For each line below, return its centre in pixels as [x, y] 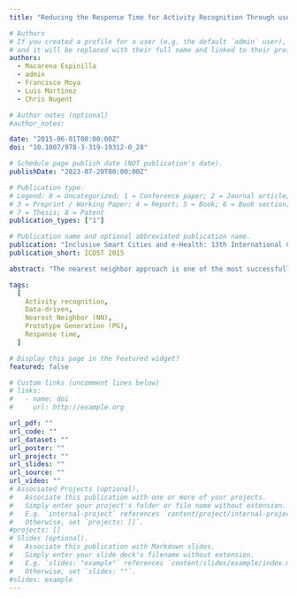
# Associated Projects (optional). [75, 489]
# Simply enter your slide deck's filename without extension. [132, 555]
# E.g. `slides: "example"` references [87, 563]
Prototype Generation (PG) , [76, 326]
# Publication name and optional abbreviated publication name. [130, 237]
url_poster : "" [37, 448]
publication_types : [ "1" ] [57, 221]
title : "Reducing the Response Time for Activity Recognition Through [142, 17]
